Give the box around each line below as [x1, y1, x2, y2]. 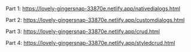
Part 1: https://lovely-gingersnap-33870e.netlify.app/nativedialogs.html [5, 5, 181, 12]
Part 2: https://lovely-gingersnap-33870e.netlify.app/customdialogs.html [5, 17, 185, 23]
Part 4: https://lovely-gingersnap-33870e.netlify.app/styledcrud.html [5, 40, 175, 46]
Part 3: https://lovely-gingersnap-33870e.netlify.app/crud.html [5, 28, 160, 35]
